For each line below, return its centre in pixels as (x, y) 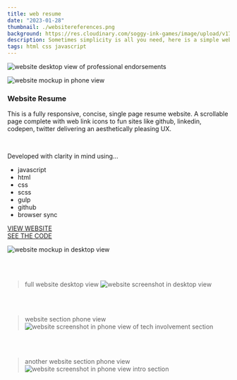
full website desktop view (62, 284)
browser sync (37, 215)
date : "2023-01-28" (36, 20)
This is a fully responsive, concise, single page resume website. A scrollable (118, 114)
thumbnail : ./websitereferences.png (61, 27)
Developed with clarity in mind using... (63, 157)
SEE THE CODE (30, 236)
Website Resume (37, 98)
